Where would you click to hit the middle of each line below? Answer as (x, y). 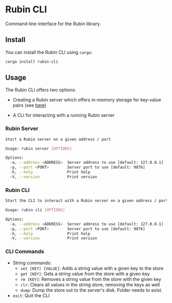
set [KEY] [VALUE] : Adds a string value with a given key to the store (92, 268)
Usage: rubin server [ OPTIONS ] (39, 148)
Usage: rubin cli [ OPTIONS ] (35, 210)
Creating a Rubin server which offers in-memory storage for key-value (87, 100)
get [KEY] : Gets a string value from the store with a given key (85, 274)
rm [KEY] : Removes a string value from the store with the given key (91, 279)
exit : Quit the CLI (31, 295)
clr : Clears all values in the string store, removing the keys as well (90, 285)
